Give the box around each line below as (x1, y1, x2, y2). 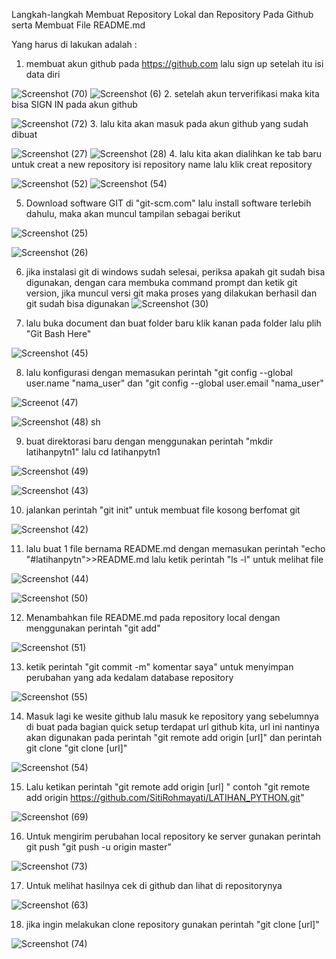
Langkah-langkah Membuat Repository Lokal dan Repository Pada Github (11, 9, 314, 20)
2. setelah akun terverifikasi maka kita (163, 88, 320, 99)
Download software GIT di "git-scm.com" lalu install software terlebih (25, 197, 312, 209)
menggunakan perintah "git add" (25, 622, 161, 634)
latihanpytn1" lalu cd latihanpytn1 (25, 446, 161, 458)
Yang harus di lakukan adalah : (11, 39, 138, 50)
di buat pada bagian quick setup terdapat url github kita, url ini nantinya (25, 721, 320, 733)
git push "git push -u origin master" (25, 841, 172, 853)
